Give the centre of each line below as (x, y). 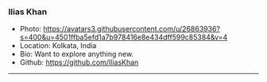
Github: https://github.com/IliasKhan (79, 62)
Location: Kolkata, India (58, 46)
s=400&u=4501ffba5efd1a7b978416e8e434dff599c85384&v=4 (124, 37)
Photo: (31, 29)
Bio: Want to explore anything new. (76, 54)
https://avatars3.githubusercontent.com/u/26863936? (132, 29)
